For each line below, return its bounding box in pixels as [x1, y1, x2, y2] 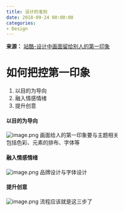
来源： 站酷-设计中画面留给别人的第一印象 [6, 43, 110, 50]
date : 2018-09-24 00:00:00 [6, 14, 74, 20]
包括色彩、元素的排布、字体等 [6, 139, 80, 146]
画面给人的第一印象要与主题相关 [40, 132, 119, 139]
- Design [6, 25, 28, 32]
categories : [6, 20, 36, 26]
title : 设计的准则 [6, 8, 48, 15]
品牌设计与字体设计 [40, 168, 87, 176]
